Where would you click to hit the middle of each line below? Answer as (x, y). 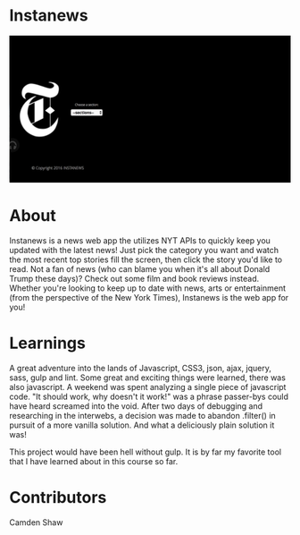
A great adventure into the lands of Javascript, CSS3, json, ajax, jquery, (141, 368)
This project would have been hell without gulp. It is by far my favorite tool (146, 452)
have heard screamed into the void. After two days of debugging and (136, 406)
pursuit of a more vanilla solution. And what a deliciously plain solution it (142, 425)
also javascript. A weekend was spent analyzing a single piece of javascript (148, 386)
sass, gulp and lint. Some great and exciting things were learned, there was (147, 378)
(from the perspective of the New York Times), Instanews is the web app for (149, 297)
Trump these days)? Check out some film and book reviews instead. (134, 278)
